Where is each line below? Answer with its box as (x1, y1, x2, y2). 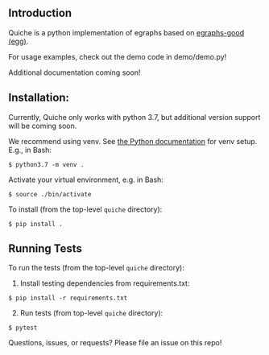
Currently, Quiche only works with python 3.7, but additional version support (8, 112, 261, 122)
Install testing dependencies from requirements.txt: (19, 279, 190, 288)
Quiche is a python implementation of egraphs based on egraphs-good (8, 27, 244, 37)
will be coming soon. (8, 121, 77, 130)
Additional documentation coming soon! (8, 68, 141, 77)
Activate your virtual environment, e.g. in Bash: (8, 175, 163, 184)
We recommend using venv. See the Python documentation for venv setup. (8, 136, 258, 146)
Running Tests (8, 241, 82, 256)
